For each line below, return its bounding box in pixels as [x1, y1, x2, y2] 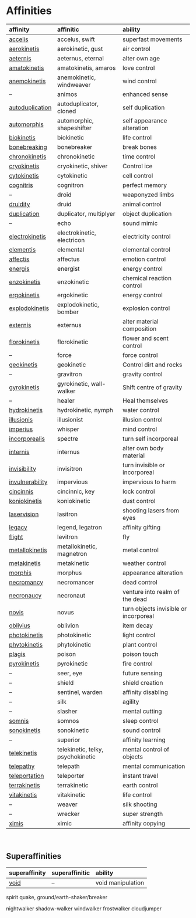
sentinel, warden [57, 688, 103, 696]
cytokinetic [57, 171, 87, 179]
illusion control [122, 415, 163, 423]
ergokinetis [9, 291, 40, 299]
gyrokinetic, [57, 379, 90, 387]
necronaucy [9, 591, 42, 599]
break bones [122, 142, 157, 151]
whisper [57, 425, 80, 433]
